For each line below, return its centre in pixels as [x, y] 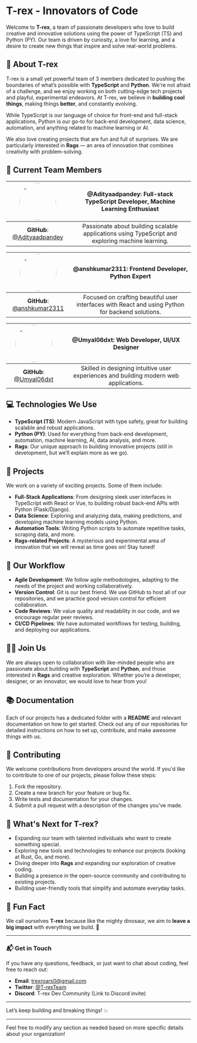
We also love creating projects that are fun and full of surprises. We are [92, 139]
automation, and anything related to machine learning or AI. [78, 127]
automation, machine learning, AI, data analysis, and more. [85, 441]
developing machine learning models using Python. [77, 522]
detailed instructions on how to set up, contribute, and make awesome [91, 730]
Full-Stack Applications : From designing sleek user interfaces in [93, 497]
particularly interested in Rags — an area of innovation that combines [90, 145]
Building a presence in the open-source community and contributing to [100, 876]
